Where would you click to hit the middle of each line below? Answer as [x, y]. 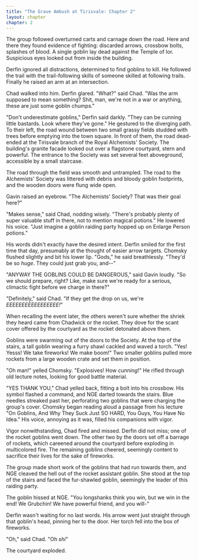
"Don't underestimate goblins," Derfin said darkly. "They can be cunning [94, 117]
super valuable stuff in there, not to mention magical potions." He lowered [95, 220]
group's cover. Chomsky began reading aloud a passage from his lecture [95, 407]
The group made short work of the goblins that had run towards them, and [96, 467]
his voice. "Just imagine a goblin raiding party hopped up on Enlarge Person [98, 227]
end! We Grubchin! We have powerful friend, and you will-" [78, 504]
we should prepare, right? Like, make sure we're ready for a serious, [89, 281]
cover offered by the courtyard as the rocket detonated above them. [89, 329]
